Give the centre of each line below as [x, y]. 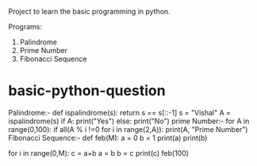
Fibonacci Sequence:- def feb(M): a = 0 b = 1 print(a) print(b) [108, 138]
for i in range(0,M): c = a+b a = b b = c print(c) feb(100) [98, 153]
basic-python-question [87, 91]
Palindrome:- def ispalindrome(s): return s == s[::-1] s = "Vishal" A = [120, 112]
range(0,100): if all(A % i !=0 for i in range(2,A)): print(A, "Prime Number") [128, 129]
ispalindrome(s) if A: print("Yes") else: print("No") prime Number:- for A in [129, 121]
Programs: [25, 26]
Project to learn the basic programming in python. [89, 11]
